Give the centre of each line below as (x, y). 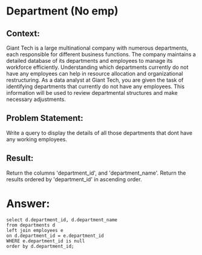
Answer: (28, 203)
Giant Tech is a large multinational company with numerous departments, (97, 48)
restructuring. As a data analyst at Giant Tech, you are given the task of (95, 80)
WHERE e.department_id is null (46, 241)
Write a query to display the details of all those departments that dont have (99, 133)
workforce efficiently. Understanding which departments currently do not (97, 67)
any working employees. (37, 139)
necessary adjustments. (36, 99)
